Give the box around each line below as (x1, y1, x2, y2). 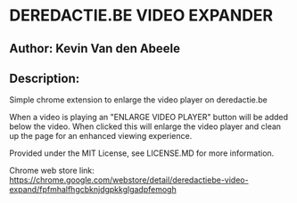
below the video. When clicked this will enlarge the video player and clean (9, 121, 282, 132)
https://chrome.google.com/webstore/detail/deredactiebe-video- (9, 175, 249, 185)
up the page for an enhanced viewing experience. (9, 131, 193, 142)
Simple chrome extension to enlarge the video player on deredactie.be (9, 94, 268, 105)
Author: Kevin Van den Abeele (9, 41, 181, 56)
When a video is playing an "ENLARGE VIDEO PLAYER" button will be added (9, 112, 288, 123)
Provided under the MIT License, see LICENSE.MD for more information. (9, 148, 275, 158)
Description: (9, 70, 80, 85)
